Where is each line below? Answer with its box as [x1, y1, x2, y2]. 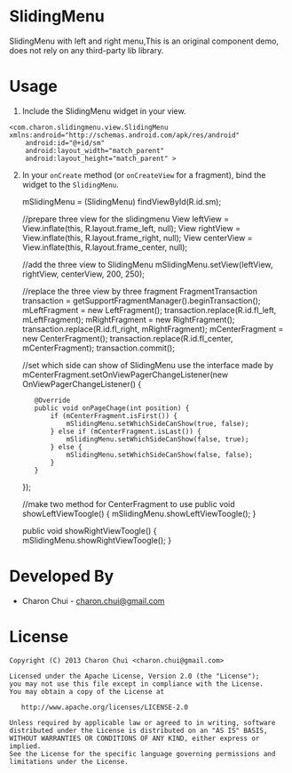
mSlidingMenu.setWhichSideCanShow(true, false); [66, 419, 249, 428]
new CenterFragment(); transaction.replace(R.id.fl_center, [21, 333, 233, 343]
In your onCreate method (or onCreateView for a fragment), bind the [21, 169, 266, 180]
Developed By [9, 567, 114, 586]
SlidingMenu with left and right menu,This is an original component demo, [9, 36, 280, 46]
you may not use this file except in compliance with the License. [9, 679, 264, 688]
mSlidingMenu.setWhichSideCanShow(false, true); [66, 434, 249, 444]
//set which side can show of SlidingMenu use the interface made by [21, 359, 273, 370]
